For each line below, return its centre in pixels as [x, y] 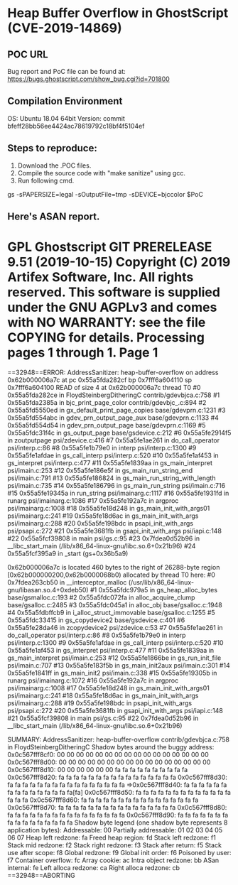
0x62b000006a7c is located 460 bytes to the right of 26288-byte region [114, 567]
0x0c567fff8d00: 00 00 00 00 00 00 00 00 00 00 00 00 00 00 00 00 [109, 762]
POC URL [28, 54]
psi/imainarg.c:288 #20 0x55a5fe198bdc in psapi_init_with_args [101, 523]
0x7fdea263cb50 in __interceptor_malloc [67, 582]
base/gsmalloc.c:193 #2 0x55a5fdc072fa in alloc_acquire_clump [101, 597]
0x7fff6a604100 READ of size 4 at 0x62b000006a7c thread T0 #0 [104, 387]
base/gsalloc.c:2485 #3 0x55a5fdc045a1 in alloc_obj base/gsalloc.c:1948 [115, 604]
